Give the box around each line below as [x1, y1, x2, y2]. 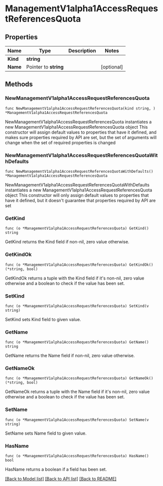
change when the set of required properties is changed [5, 139, 116, 145]
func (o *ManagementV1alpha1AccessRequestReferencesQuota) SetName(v [5, 417, 149, 422]
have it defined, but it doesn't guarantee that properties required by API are [5, 197, 156, 203]
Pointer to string [26, 64, 64, 70]
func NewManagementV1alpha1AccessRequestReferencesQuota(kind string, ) [5, 106, 156, 111]
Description [68, 47, 96, 54]
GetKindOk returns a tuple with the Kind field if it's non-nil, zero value [5, 275, 145, 281]
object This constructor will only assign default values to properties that [5, 192, 149, 198]
